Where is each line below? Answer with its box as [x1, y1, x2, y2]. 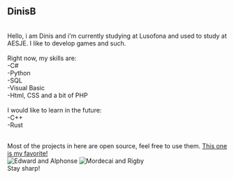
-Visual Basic [7, 83, 45, 92]
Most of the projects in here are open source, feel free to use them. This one [7, 141, 228, 150]
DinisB [7, 6, 36, 17]
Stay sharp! [7, 164, 41, 172]
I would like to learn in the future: [7, 106, 102, 114]
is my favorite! [7, 149, 48, 157]
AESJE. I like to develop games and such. [7, 38, 126, 48]
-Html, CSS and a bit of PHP [7, 91, 89, 99]
